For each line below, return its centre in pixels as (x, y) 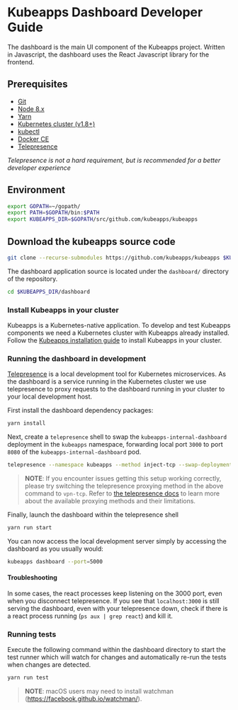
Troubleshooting (33, 578)
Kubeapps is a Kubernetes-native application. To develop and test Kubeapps (119, 326)
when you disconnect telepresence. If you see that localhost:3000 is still (113, 601)
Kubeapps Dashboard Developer (105, 12)
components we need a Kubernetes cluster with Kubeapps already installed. (119, 333)
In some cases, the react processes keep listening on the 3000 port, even (115, 594)
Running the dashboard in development (77, 358)
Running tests (32, 634)
